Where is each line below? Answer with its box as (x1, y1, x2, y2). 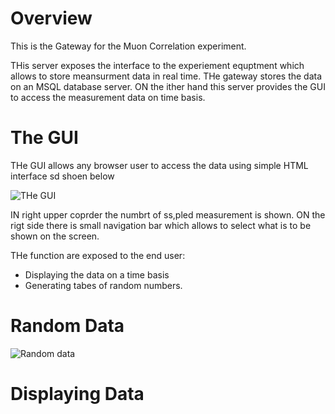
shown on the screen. (10, 230, 100, 242)
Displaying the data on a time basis (24, 268, 170, 281)
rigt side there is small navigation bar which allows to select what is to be (10, 219, 312, 231)
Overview (10, 7, 93, 30)
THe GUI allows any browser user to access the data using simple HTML (10, 159, 309, 171)
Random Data (10, 315, 125, 337)
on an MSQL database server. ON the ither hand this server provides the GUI (10, 80, 326, 92)
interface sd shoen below (10, 170, 115, 182)
